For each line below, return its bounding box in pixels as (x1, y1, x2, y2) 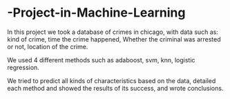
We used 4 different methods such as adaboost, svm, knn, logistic (7, 55, 195, 64)
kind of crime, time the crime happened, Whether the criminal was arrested (7, 35, 221, 43)
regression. (7, 63, 39, 71)
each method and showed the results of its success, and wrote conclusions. (7, 84, 224, 92)
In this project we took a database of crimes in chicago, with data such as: (7, 28, 219, 36)
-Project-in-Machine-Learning (7, 5, 186, 21)
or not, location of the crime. (7, 42, 88, 51)
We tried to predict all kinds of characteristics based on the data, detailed (7, 76, 216, 84)
